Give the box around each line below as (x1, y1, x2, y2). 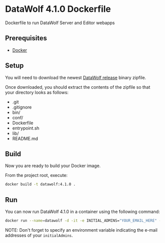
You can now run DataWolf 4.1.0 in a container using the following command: (5, 208, 160, 215)
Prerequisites (5, 34, 47, 42)
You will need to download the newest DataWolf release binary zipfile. (5, 74, 146, 80)
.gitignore (12, 104, 32, 110)
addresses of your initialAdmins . (5, 232, 73, 238)
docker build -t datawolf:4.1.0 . (5, 182, 76, 187)
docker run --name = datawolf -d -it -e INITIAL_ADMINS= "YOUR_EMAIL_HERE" (5, 218, 157, 223)
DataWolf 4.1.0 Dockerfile (5, 3, 111, 15)
